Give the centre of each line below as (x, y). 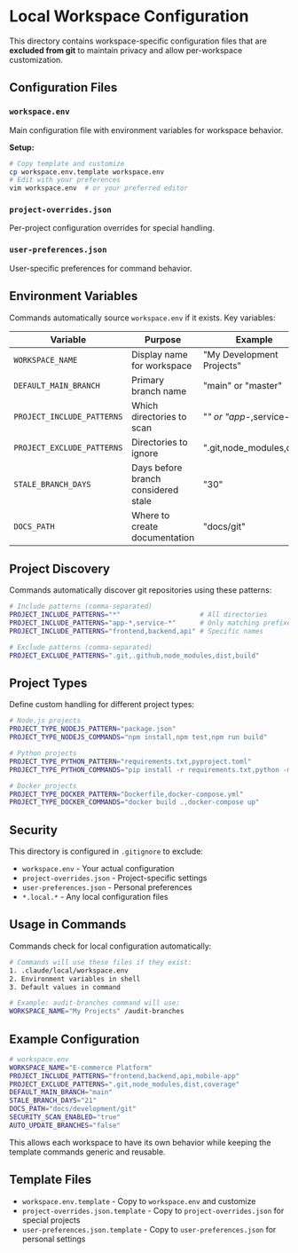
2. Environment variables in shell (75, 979)
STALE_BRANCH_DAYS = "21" (53, 1101)
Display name (160, 354)
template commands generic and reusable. (87, 1152)
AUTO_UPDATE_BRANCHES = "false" (65, 1125)
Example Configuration (74, 1039)
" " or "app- (227, 416)
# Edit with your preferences (65, 180)
